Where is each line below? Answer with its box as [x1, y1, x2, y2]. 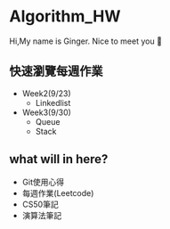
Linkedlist [35, 97, 71, 108]
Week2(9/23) [21, 87, 71, 99]
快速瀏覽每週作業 [9, 64, 103, 79]
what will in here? [9, 151, 109, 167]
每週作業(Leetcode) [21, 187, 94, 198]
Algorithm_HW [9, 6, 122, 27]
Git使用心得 [21, 176, 65, 187]
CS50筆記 [21, 199, 60, 209]
